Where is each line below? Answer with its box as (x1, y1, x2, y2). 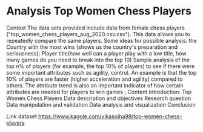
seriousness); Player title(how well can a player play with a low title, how (6, 49, 187, 57)
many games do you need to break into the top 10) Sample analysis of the (6, 56, 190, 63)
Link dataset (6, 113, 38, 120)
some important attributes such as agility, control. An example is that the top (6, 69, 197, 76)
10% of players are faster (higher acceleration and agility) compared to (6, 75, 183, 83)
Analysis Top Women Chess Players (6, 4, 192, 18)
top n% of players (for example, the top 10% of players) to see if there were (6, 62, 195, 70)
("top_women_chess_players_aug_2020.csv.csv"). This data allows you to (6, 30, 191, 37)
